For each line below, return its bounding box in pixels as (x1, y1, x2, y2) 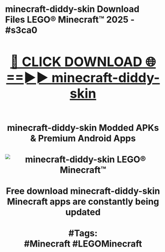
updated (65, 206, 101, 218)
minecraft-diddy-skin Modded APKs (7, 122, 159, 133)
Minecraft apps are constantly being (6, 196, 160, 207)
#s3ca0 (5, 25, 38, 36)
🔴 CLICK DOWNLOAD (10, 53, 142, 70)
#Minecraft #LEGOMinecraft (24, 238, 142, 249)
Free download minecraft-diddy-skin (5, 185, 161, 196)
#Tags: (68, 227, 98, 239)
